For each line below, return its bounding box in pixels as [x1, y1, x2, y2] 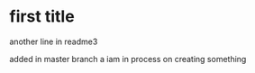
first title [9, 6, 75, 27]
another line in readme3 [9, 36, 98, 47]
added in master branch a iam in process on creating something [9, 53, 247, 64]
